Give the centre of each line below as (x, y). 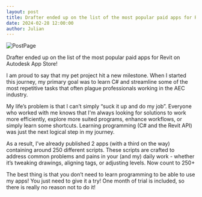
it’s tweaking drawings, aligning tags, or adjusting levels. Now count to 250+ (101, 163)
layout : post (23, 12)
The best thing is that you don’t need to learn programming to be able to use (101, 175)
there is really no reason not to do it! (51, 187)
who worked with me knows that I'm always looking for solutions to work (96, 113)
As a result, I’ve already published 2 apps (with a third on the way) (88, 144)
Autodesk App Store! (32, 64)
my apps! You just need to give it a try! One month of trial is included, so (95, 181)
